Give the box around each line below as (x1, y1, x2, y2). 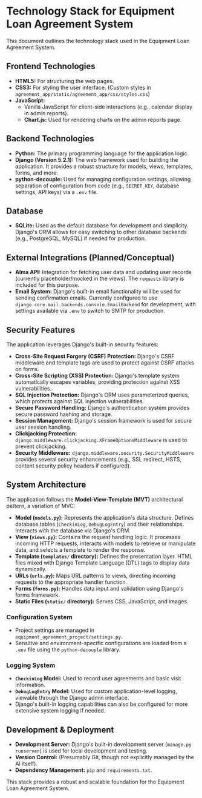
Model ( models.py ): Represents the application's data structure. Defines (15, 514, 194, 521)
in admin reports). (24, 109, 69, 116)
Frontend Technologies (6, 61, 96, 72)
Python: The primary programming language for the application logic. (15, 150, 189, 157)
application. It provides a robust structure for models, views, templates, (15, 163, 193, 170)
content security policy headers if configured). (15, 462, 131, 469)
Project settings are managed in (15, 626, 95, 634)
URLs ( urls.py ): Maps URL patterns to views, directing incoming (15, 572, 176, 579)
